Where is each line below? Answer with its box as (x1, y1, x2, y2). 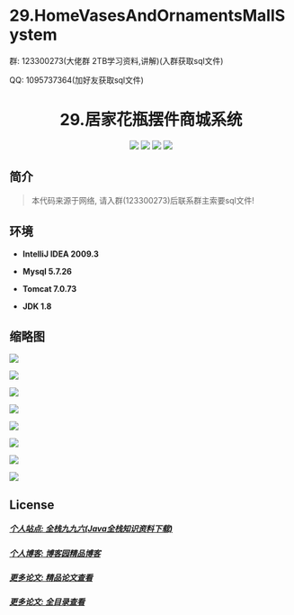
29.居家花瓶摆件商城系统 (59, 110, 243, 131)
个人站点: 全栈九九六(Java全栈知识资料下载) (9, 523, 174, 534)
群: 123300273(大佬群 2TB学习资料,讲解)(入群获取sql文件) (9, 55, 224, 66)
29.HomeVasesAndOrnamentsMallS (9, 5, 286, 26)
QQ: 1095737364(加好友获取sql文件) (9, 74, 144, 86)
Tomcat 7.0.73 (22, 283, 77, 294)
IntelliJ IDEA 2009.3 (22, 249, 99, 259)
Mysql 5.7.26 (22, 266, 72, 276)
